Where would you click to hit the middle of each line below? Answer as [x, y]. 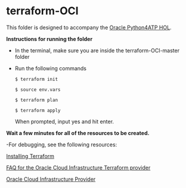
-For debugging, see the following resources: [62, 145]
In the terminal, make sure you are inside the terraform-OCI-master [97, 50]
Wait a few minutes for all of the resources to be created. [78, 133]
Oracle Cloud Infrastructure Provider [51, 179]
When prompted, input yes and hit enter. [64, 121]
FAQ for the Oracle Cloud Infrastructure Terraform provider [78, 167]
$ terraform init [36, 79]
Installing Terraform [30, 156]
